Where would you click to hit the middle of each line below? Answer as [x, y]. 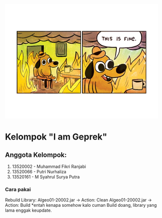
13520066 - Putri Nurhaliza [39, 172]
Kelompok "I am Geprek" [56, 137]
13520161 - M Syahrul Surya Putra [46, 177]
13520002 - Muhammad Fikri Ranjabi [49, 166]
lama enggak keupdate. [28, 210]
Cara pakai [18, 189]
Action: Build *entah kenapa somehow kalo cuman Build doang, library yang [81, 205]
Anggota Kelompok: [36, 155]
